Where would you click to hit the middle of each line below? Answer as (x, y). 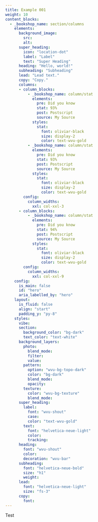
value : (34, 361)
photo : (30, 346)
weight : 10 (17, 15)
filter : (35, 356)
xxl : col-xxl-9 (48, 276)
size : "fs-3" (37, 491)
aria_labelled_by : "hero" (45, 295)
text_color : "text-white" (51, 337)
